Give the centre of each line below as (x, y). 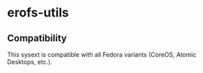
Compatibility (37, 38)
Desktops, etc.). (30, 62)
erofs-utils (38, 13)
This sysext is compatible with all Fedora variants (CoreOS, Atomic (102, 54)
